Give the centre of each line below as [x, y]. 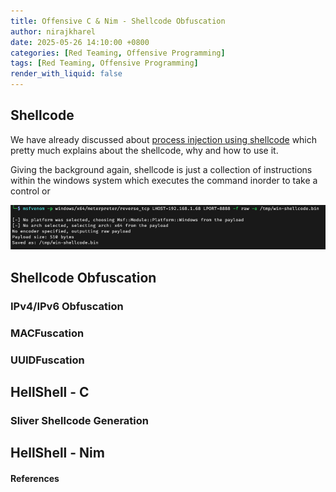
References [35, 478]
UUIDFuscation [47, 360]
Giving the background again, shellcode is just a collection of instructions [161, 169]
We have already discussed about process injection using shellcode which [164, 139]
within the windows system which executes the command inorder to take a [164, 180]
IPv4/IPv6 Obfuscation [67, 306]
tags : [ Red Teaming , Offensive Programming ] [104, 63]
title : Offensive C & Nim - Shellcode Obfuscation [118, 21]
